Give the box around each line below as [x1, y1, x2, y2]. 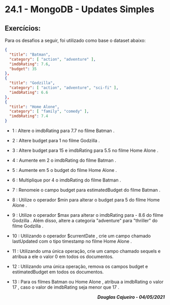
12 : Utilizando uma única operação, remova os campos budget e [12, 264, 148, 269]
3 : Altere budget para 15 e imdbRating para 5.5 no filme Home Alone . [12, 147, 158, 154]
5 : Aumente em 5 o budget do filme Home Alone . [12, 167, 117, 173]
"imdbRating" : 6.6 [9, 90, 49, 95]
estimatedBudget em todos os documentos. [12, 269, 104, 275]
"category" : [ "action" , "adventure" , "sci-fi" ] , [9, 85, 119, 90]
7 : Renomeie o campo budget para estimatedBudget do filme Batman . [12, 187, 161, 193]
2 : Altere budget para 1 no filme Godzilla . [12, 138, 100, 143]
